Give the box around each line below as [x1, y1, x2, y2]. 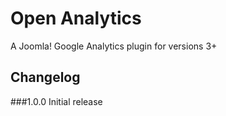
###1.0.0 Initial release [10, 95, 103, 107]
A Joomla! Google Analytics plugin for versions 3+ [10, 40, 218, 52]
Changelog [10, 69, 81, 86]
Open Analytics [10, 7, 142, 30]
